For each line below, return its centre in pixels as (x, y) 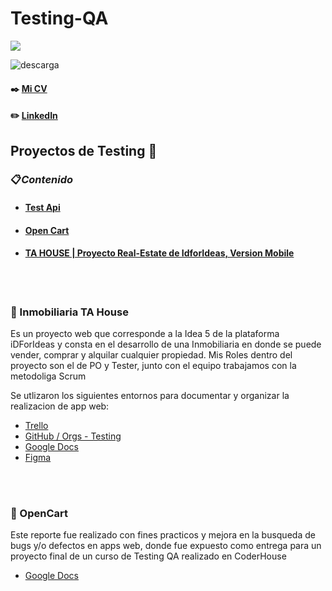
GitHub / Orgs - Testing (73, 436)
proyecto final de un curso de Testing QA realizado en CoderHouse (148, 556)
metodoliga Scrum (48, 376)
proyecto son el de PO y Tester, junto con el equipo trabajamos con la (153, 366)
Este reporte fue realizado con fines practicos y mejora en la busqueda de (163, 535)
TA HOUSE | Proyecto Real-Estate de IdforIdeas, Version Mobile (159, 253)
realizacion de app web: (60, 406)
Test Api (42, 208)
